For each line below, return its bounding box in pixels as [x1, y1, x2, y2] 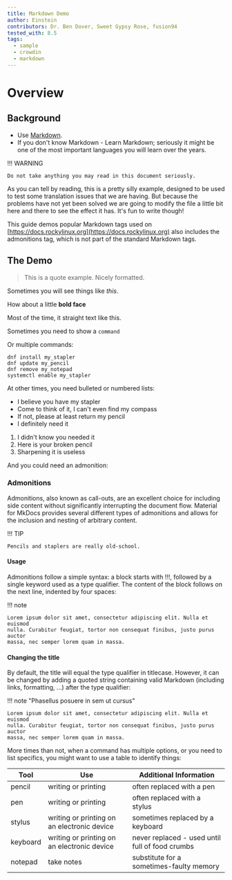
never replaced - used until [132, 833, 221, 843]
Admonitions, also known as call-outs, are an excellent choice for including [7, 494, 220, 502]
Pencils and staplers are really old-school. [7, 543, 140, 550]
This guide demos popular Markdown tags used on [7, 219, 153, 228]
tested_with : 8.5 [7, 29, 57, 37]
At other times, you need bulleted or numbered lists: [7, 384, 155, 392]
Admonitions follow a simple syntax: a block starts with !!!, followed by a [7, 573, 212, 582]
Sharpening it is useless [17, 447, 86, 456]
